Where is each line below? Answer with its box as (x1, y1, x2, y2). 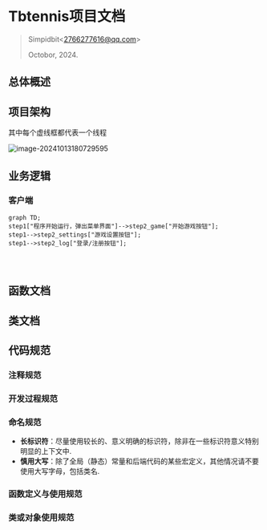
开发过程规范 (8, 393, 59, 404)
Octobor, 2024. (27, 50, 79, 59)
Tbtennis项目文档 (8, 7, 126, 26)
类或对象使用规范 (8, 512, 75, 523)
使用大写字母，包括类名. (19, 467, 100, 476)
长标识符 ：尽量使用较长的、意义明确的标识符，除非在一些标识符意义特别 (19, 436, 259, 446)
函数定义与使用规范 (8, 488, 83, 500)
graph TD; (8, 213, 42, 221)
